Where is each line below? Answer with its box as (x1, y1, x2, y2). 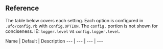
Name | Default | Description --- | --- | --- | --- (5, 38, 103, 44)
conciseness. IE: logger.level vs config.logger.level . (5, 28, 121, 34)
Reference (5, 4, 39, 13)
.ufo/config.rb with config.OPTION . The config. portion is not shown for (5, 23, 158, 29)
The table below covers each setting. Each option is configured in (5, 17, 144, 23)
